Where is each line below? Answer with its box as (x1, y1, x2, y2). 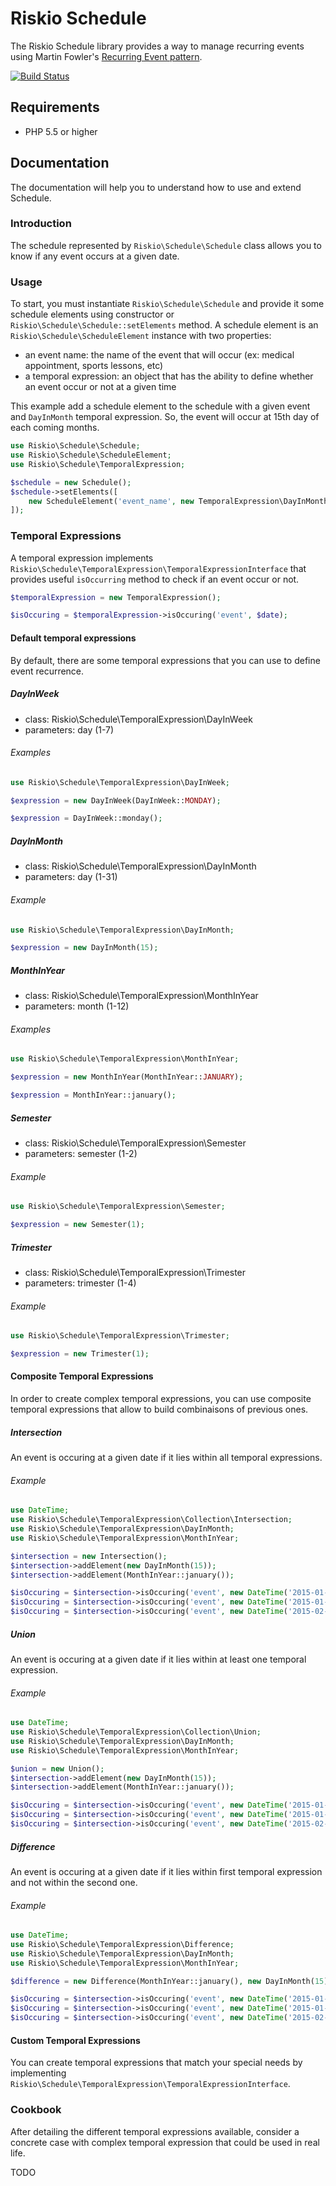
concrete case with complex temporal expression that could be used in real (10, 2136, 320, 2148)
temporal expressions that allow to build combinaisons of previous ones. (10, 1403, 309, 1416)
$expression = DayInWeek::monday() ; (10, 813, 163, 824)
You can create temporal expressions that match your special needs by (10, 2057, 303, 2069)
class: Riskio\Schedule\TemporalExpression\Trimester (24, 1266, 247, 1278)
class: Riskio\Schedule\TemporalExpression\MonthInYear (24, 990, 259, 1002)
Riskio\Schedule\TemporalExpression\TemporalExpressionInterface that (10, 562, 307, 574)
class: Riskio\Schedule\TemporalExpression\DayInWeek (24, 713, 253, 725)
